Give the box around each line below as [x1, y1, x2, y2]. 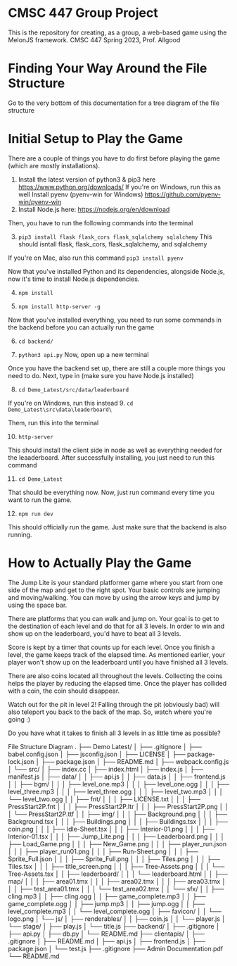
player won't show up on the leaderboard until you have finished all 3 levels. [8, 658, 229, 666]
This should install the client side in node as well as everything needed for [8, 446, 222, 454]
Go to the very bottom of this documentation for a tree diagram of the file [8, 99, 220, 107]
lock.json [8, 757, 34, 765]
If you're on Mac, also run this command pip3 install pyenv [8, 253, 184, 262]
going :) [8, 715, 31, 723]
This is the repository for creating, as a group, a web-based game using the [8, 28, 227, 37]
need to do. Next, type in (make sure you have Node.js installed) [8, 371, 194, 379]
